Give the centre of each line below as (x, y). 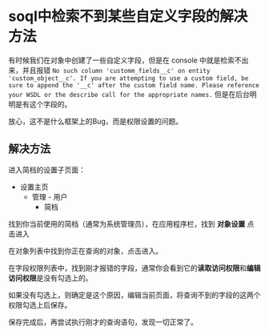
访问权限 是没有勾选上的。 (50, 278)
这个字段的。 (50, 104)
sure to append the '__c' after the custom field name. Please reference (134, 85)
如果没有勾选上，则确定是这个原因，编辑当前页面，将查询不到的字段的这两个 (134, 295)
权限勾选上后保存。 (40, 304)
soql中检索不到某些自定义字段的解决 (128, 16)
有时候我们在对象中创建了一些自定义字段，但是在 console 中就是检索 (121, 60)
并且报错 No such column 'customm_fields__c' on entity (116, 70)
